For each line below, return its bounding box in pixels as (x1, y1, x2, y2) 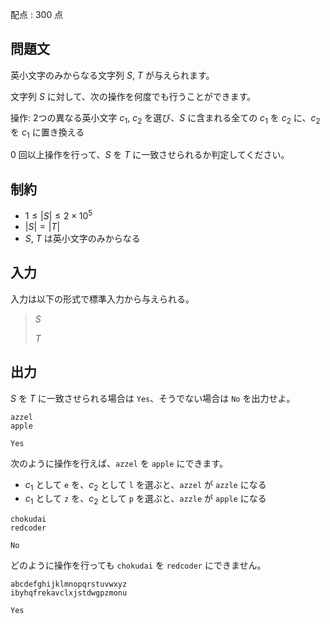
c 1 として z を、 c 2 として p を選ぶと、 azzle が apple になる (24, 493, 267, 507)
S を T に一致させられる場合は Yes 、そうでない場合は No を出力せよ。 (10, 392, 296, 404)
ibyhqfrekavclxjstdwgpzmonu (10, 588, 128, 598)
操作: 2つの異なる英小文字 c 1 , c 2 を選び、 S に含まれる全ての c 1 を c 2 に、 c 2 (10, 111, 321, 126)
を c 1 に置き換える (10, 126, 85, 140)
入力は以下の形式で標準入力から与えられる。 (10, 293, 195, 305)
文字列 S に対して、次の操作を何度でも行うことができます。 (10, 90, 257, 102)
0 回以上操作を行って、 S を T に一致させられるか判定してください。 (10, 149, 290, 161)
